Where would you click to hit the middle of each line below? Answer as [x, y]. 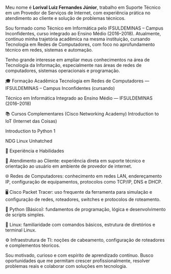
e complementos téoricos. [33, 245]
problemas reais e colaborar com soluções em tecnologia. [66, 266]
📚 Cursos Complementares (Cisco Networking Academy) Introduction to [82, 114]
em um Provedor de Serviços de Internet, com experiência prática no [78, 13]
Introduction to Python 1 [30, 131]
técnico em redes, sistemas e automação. [49, 50]
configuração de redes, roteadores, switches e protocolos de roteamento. [83, 199]
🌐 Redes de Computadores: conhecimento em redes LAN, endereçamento [84, 176]
